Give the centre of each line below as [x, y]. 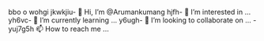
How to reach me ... [77, 29]
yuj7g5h [21, 29]
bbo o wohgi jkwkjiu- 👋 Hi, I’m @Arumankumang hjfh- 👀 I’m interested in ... [130, 12]
